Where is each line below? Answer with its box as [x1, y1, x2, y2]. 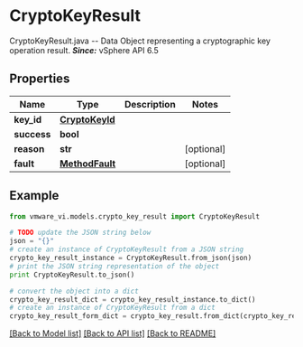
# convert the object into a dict [9, 286, 140, 295]
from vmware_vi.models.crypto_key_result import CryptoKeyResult [9, 211, 260, 221]
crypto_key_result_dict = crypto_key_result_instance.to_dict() [9, 295, 256, 304]
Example [9, 188, 60, 203]
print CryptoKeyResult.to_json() [9, 270, 135, 279]
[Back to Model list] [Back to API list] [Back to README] [9, 328, 216, 339]
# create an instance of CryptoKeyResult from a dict [9, 304, 216, 313]
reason [14, 142, 45, 155]
